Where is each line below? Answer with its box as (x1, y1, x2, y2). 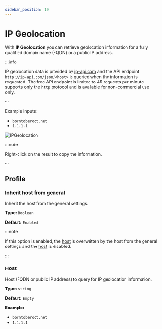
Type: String (5, 286, 32, 291)
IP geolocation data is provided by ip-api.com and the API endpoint (5, 68, 140, 74)
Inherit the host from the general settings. (5, 201, 89, 206)
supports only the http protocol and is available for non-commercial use (5, 84, 150, 90)
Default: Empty (5, 295, 34, 301)
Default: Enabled (5, 219, 38, 225)
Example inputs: (5, 108, 37, 114)
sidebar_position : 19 (5, 7, 49, 12)
